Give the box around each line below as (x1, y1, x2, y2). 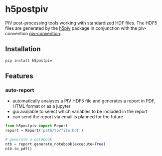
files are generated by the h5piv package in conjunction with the (5, 25, 138, 31)
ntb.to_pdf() (5, 146, 32, 151)
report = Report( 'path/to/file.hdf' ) (5, 128, 84, 133)
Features (5, 72, 33, 80)
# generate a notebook (5, 137, 52, 142)
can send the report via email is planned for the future (12, 114, 124, 120)
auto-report (5, 86, 34, 93)
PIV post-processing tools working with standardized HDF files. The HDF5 (5, 20, 158, 26)
